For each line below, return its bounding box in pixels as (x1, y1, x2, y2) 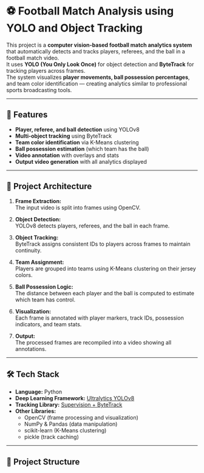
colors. (15, 271, 33, 278)
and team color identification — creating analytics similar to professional (6, 79, 187, 87)
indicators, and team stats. (15, 320, 82, 327)
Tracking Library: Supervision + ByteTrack (15, 401, 123, 409)
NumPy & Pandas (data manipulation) (24, 420, 118, 428)
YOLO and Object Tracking (6, 21, 143, 35)
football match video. (6, 54, 59, 61)
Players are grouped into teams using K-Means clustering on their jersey (15, 264, 196, 272)
